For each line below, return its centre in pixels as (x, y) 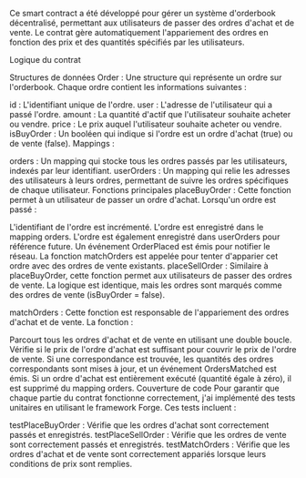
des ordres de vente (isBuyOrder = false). (87, 295)
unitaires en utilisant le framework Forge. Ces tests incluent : (123, 407)
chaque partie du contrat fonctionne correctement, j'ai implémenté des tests (153, 398)
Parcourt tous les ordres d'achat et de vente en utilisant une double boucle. (151, 340)
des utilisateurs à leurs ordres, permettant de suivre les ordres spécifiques (149, 180)
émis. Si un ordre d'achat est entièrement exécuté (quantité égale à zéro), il (150, 378)
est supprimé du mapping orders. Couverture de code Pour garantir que (144, 388)
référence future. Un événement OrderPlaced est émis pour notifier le (140, 246)
